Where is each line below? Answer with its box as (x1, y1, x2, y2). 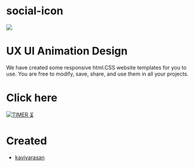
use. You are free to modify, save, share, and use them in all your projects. (6, 70, 189, 77)
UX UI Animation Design (6, 45, 128, 58)
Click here (6, 91, 58, 105)
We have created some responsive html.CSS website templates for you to (6, 64, 187, 71)
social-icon (6, 4, 64, 18)
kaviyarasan (14, 153, 45, 161)
